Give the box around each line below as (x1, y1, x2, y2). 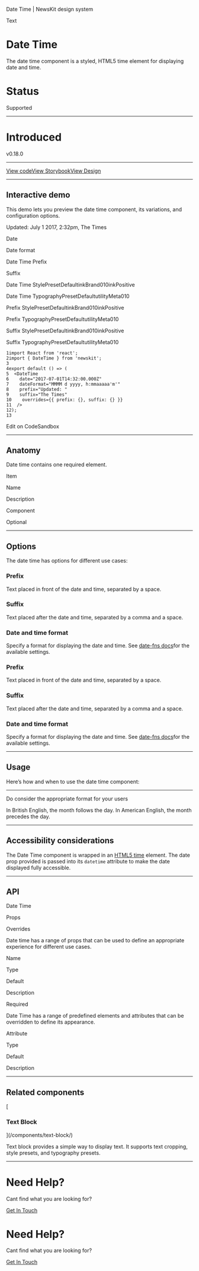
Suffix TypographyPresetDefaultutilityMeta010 (6, 338, 119, 345)
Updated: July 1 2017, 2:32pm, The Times (6, 223, 107, 231)
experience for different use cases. (6, 943, 92, 951)
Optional (6, 519, 27, 526)
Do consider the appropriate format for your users (6, 795, 129, 802)
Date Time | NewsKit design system (6, 6, 94, 12)
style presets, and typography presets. (6, 1149, 101, 1156)
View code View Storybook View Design (6, 167, 101, 174)
